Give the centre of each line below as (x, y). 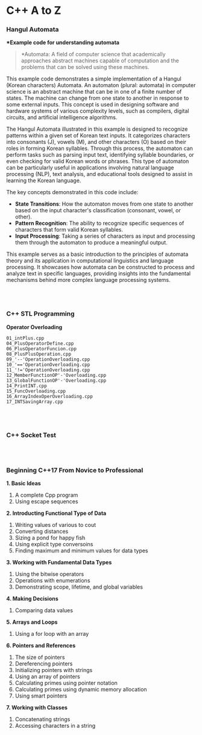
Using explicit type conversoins (54, 544)
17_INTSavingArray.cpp (35, 402)
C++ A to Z (34, 11)
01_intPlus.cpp (25, 338)
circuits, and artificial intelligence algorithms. (62, 117)
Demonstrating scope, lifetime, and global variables (79, 587)
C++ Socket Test (31, 435)
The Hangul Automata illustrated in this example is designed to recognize (97, 129)
